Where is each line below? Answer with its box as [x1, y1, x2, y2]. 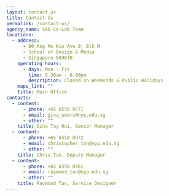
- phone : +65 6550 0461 [22, 163, 84, 170]
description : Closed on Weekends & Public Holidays [28, 77, 164, 84]
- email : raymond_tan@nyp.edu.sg [22, 169, 109, 175]
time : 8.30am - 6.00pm [28, 72, 87, 78]
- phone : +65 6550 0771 [22, 106, 84, 112]
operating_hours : [17, 60, 62, 66]
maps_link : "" [17, 84, 53, 90]
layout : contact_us [6, 9, 57, 15]
